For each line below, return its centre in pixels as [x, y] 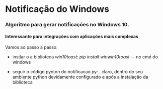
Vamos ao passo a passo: [32, 47]
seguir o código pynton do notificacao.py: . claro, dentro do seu [78, 72]
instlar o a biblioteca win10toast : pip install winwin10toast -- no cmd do [85, 57]
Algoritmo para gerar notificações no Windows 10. [67, 25]
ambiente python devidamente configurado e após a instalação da [80, 77]
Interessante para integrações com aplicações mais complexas [72, 36]
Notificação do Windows [57, 9]
